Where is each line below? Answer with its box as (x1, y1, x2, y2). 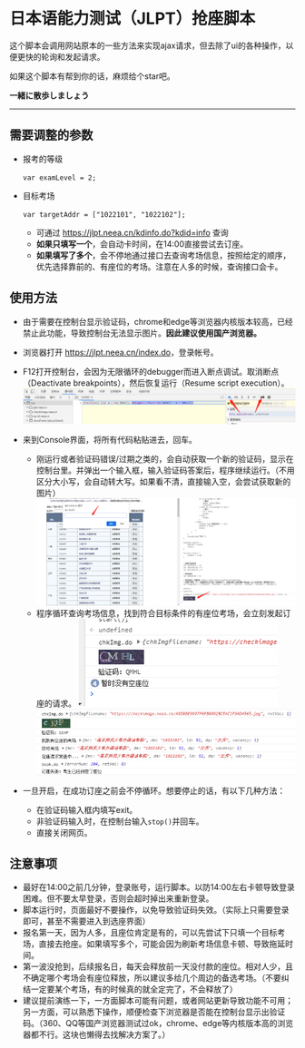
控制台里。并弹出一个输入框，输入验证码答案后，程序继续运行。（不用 (35, 465, 295, 476)
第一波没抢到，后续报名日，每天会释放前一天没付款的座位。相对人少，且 (22, 961, 293, 972)
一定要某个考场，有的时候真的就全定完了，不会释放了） (30, 984, 238, 994)
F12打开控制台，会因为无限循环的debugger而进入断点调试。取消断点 (22, 366, 280, 377)
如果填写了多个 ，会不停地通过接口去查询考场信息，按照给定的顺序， (35, 250, 291, 260)
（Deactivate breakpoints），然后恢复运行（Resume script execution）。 (22, 377, 290, 388)
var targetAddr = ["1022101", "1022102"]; (22, 210, 186, 219)
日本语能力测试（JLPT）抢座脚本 (9, 8, 256, 29)
